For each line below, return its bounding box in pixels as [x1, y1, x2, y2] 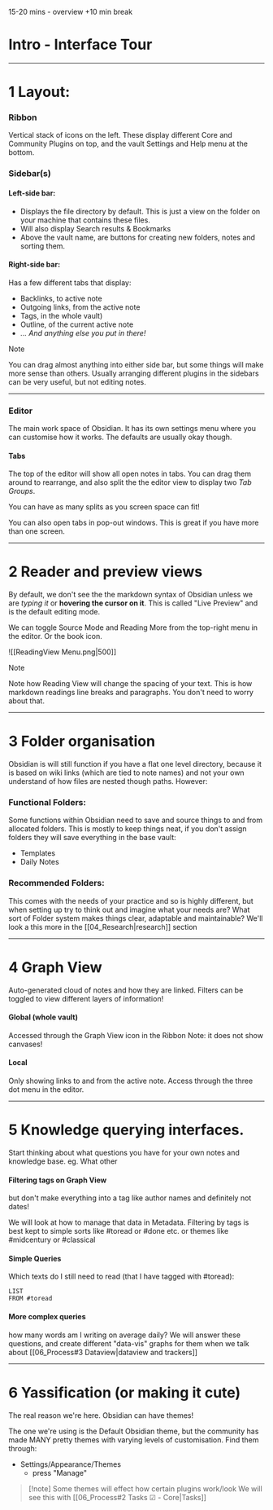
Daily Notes [19, 857, 59, 867]
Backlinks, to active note [19, 293, 103, 303]
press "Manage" [32, 1468, 88, 1477]
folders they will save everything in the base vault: [8, 833, 176, 843]
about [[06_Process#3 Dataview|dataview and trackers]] [8, 1347, 197, 1357]
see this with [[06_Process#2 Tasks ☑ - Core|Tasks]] [28, 1492, 207, 1502]
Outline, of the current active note [19, 319, 134, 329]
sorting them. [19, 240, 66, 251]
